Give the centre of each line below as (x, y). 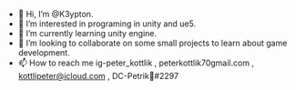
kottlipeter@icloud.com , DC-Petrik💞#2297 (98, 76)
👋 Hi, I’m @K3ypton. (56, 14)
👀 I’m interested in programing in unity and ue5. (107, 24)
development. (44, 53)
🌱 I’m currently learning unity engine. (87, 33)
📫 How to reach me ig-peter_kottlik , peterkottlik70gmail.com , (136, 63)
